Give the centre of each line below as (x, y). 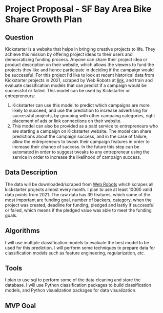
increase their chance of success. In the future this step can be (76, 147)
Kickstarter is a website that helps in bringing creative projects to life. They (80, 49)
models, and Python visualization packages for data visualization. (71, 290)
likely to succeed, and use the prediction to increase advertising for (80, 110)
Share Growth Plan (44, 19)
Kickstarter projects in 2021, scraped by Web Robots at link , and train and (79, 80)
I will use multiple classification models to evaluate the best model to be (77, 242)
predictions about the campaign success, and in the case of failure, (80, 136)
